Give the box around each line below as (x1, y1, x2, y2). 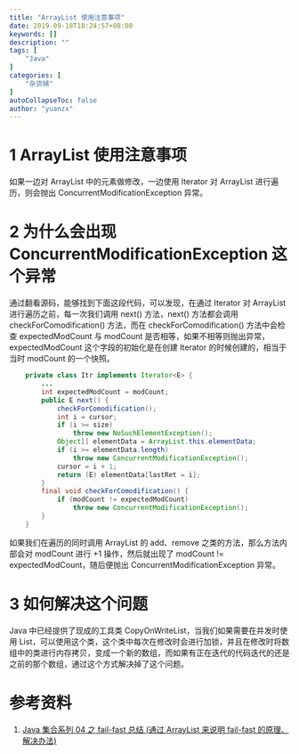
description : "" (9, 37, 69, 47)
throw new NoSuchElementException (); (72, 429, 214, 438)
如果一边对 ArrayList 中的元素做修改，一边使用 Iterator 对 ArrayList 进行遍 (9, 176, 279, 187)
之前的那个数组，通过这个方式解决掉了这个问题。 (9, 658, 189, 669)
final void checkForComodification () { (41, 487, 190, 496)
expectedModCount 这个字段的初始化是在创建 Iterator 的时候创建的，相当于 (9, 342, 287, 353)
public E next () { (41, 395, 109, 405)
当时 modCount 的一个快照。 (9, 353, 115, 364)
